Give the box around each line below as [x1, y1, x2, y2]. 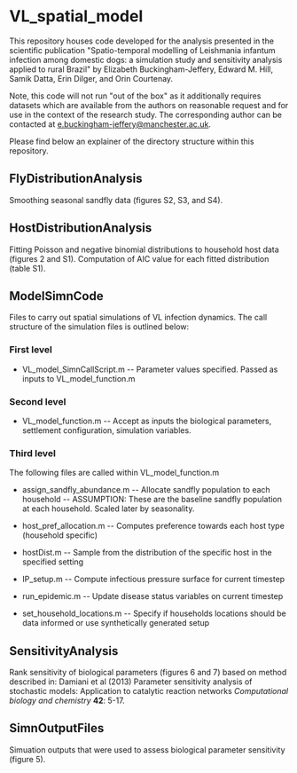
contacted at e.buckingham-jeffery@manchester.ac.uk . [9, 118, 211, 130]
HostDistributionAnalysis [9, 220, 152, 236]
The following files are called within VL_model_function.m [9, 468, 220, 478]
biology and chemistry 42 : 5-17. [9, 695, 126, 706]
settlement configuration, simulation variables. [21, 424, 192, 436]
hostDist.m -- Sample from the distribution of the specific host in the [21, 548, 272, 558]
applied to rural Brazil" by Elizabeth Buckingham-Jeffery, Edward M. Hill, [9, 64, 274, 75]
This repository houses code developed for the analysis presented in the [9, 35, 275, 46]
